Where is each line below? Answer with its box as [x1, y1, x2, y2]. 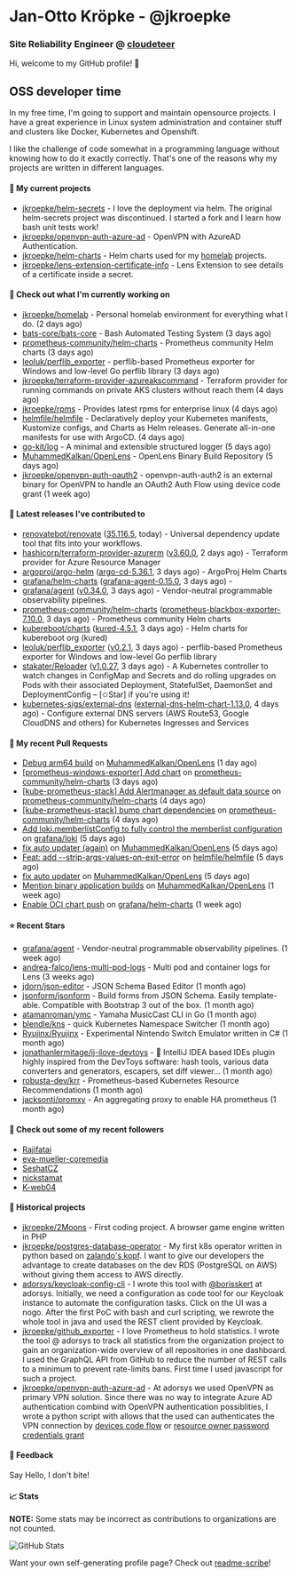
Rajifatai [21, 1144, 52, 1155]
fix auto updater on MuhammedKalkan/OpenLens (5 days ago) [21, 871, 251, 882]
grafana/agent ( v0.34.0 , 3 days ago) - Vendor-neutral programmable [21, 585, 273, 596]
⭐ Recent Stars [9, 920, 66, 931]
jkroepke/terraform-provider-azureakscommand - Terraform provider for [21, 375, 288, 386]
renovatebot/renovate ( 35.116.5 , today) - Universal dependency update [21, 528, 281, 539]
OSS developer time [9, 84, 121, 99]
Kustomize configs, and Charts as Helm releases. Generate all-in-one [21, 422, 276, 433]
